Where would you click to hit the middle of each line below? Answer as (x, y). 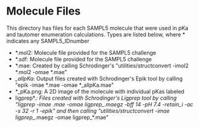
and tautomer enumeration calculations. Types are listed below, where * (96, 34)
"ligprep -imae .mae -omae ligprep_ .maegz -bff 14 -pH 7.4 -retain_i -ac (104, 104)
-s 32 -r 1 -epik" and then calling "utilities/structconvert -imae (92, 111)
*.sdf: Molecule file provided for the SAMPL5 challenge (83, 59)
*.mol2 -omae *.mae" (41, 72)
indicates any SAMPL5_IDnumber (48, 41)
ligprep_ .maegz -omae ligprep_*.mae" (62, 117)
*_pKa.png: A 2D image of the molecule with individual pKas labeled (99, 91)
